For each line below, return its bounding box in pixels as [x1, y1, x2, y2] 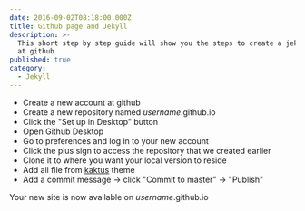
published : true [9, 55, 71, 64]
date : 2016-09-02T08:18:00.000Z [9, 13, 132, 23]
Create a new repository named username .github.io [22, 106, 216, 118]
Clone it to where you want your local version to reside [22, 155, 227, 166]
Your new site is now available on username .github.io [9, 191, 209, 202]
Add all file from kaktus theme [22, 164, 135, 175]
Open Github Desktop [22, 126, 104, 137]
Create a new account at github [22, 97, 141, 108]
